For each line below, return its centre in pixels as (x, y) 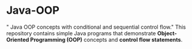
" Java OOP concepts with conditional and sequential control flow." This (96, 27)
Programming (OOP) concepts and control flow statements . (106, 39)
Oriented (18, 39)
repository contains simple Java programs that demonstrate (81, 33)
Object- (167, 33)
